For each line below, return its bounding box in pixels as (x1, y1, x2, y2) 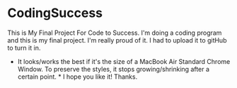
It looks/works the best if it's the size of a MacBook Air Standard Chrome (17, 57, 231, 65)
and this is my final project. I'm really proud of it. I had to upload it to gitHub (7, 35, 227, 44)
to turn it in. (7, 43, 41, 52)
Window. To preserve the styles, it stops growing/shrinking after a (17, 65, 210, 73)
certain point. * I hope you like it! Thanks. (17, 72, 138, 81)
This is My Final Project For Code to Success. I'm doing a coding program (7, 28, 222, 37)
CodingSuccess (7, 5, 103, 21)
